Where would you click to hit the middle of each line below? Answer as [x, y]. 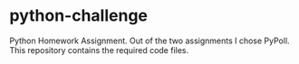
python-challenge [78, 16]
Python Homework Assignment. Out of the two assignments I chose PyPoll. [149, 41]
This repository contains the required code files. [99, 50]
